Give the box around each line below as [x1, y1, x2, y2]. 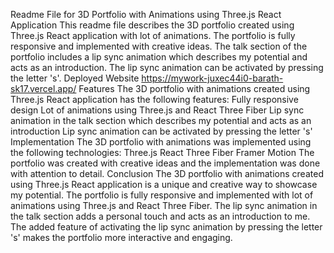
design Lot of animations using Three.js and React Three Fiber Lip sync [10, 104, 305, 116]
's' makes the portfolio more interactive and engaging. [10, 232, 233, 243]
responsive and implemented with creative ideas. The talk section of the [10, 40, 308, 52]
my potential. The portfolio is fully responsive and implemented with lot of [10, 189, 314, 201]
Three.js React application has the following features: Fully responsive [10, 94, 299, 105]
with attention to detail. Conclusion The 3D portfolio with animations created [10, 168, 324, 179]
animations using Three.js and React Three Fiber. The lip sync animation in [10, 200, 318, 211]
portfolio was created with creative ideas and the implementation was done [10, 157, 321, 169]
